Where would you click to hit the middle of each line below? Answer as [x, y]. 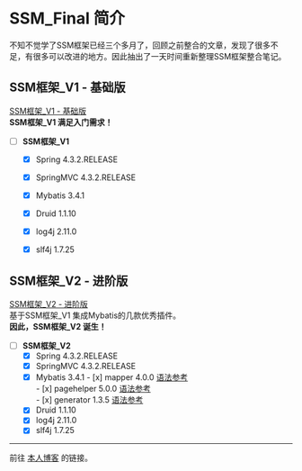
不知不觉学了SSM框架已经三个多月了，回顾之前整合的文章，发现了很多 [140, 45]
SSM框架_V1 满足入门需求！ [61, 122]
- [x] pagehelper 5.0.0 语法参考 [93, 389]
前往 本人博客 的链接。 [51, 458]
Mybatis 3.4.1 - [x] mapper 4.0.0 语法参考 [112, 377]
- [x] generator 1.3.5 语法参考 [89, 400]
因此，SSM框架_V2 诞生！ [58, 326]
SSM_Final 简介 [67, 18]
